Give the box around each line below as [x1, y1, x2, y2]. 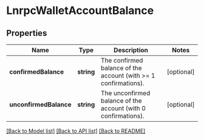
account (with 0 [101, 104, 146, 113]
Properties [6, 28, 47, 38]
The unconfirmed [101, 89, 151, 97]
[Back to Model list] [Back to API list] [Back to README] [6, 127, 146, 135]
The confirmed [101, 56, 143, 65]
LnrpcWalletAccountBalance [6, 4, 154, 18]
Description [113, 46, 149, 54]
